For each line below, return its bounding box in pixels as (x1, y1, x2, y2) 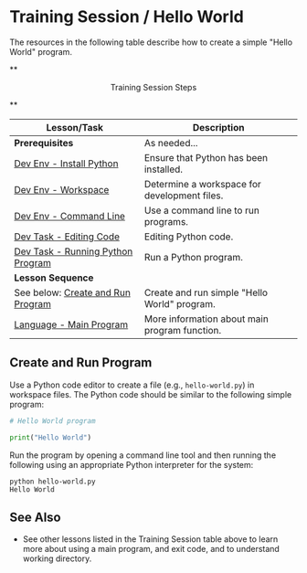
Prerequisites (14, 136, 74, 149)
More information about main (143, 313, 270, 325)
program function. (143, 324, 222, 336)
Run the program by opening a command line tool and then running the (9, 450, 277, 461)
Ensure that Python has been (143, 151, 269, 164)
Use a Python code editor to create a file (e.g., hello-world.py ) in (9, 379, 255, 390)
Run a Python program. (143, 250, 244, 263)
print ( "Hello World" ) (9, 432, 92, 442)
